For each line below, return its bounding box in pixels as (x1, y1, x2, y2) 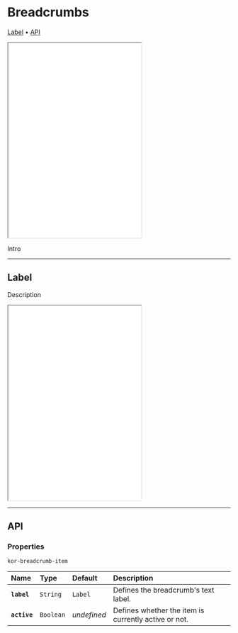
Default (72, 573, 98, 583)
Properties (7, 542, 45, 551)
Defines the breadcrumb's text (113, 586, 215, 595)
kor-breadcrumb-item (7, 558, 69, 565)
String (40, 590, 62, 599)
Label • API (7, 28, 41, 36)
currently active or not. (113, 615, 189, 624)
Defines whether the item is (113, 605, 205, 615)
